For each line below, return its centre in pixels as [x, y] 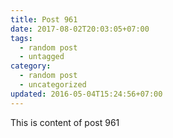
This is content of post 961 [65, 122]
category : [31, 66]
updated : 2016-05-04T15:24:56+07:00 [86, 94]
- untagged [42, 57]
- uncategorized [53, 85]
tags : [21, 38]
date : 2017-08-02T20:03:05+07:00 [80, 29]
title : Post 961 [44, 19]
